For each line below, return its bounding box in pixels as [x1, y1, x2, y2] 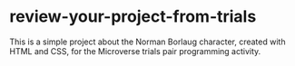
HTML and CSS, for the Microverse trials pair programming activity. [9, 45, 261, 56]
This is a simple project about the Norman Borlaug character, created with [9, 36, 286, 47]
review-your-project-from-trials [9, 6, 257, 27]
